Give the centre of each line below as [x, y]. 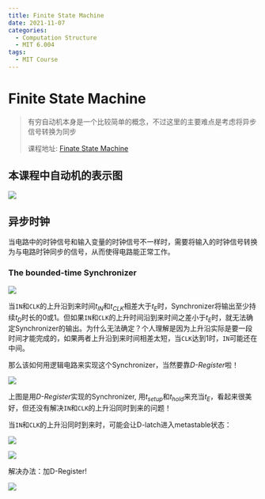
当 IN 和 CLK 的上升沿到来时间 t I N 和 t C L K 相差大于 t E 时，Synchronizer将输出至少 [129, 307]
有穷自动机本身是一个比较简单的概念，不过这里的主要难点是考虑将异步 [142, 121]
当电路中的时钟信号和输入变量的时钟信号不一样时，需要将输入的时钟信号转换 [133, 242]
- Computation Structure [56, 38]
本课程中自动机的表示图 [65, 176]
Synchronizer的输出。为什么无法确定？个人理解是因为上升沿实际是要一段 [134, 328]
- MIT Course [37, 60]
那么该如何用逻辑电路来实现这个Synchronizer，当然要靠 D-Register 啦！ [124, 365]
